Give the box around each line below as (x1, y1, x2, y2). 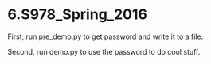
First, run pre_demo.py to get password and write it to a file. (7, 32, 204, 41)
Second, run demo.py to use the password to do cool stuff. (7, 47, 201, 56)
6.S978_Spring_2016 (7, 6, 148, 24)
